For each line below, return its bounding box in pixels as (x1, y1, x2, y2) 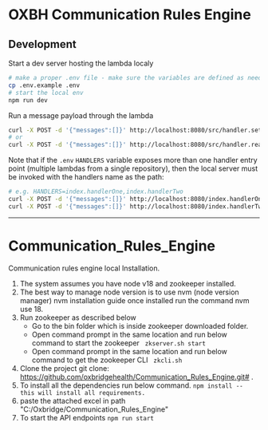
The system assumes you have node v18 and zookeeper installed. (19, 278, 237, 288)
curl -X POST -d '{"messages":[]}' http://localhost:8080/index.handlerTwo (8, 202, 266, 211)
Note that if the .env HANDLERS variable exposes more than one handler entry (8, 156, 258, 165)
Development (8, 37, 77, 51)
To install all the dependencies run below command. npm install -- (19, 381, 243, 390)
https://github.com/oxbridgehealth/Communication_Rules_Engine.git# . (19, 372, 254, 381)
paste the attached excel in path (19, 396, 126, 405)
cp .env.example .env (8, 81, 81, 89)
